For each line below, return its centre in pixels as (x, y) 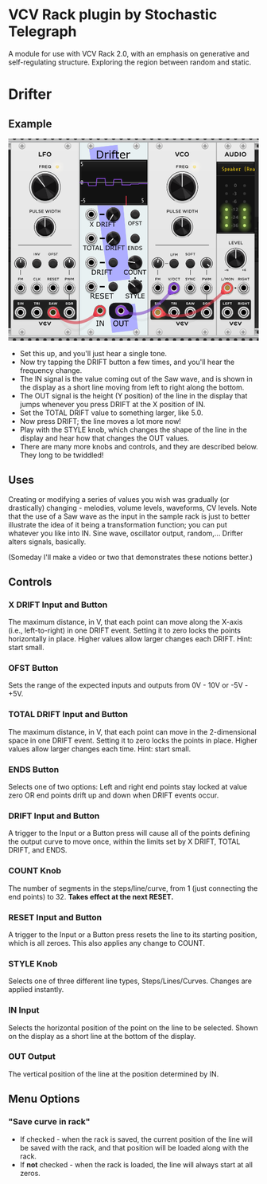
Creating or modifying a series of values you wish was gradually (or (119, 499)
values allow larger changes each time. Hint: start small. (100, 749)
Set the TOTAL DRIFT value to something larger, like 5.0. (112, 413)
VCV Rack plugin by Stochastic (113, 15)
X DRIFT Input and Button (58, 605)
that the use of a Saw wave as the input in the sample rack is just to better (129, 516)
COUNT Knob (35, 871)
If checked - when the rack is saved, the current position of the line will (136, 1139)
